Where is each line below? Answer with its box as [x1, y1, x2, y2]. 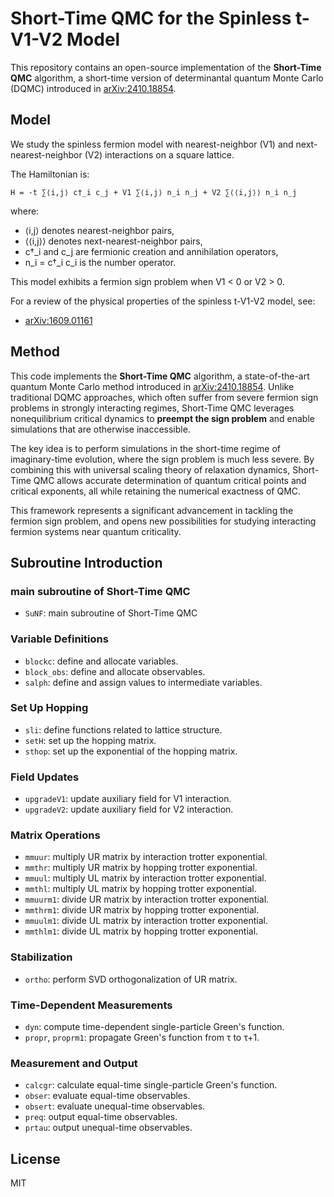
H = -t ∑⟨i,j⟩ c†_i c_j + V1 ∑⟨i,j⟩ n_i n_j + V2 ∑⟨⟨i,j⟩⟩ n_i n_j [10, 187, 298, 197]
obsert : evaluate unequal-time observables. [24, 1100, 206, 1112]
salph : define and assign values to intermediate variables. [24, 676, 263, 688]
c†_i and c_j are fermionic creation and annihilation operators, [24, 245, 279, 257]
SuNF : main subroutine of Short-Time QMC [24, 607, 198, 619]
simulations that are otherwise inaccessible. [10, 423, 191, 435]
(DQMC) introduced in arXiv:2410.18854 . [10, 82, 177, 94]
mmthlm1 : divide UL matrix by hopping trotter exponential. [24, 925, 259, 937]
